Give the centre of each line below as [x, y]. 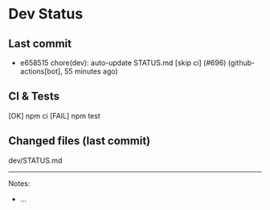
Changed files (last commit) [80, 141]
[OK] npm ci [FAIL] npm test [54, 115]
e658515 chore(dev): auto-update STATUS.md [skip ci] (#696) [123, 63]
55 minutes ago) [91, 71]
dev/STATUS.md [35, 160]
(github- [241, 63]
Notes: [19, 183]
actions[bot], [41, 71]
